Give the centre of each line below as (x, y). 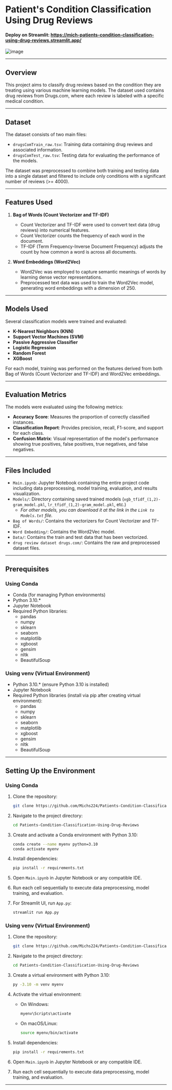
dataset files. (26, 548)
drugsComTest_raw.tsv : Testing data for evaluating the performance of (86, 155)
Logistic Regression (34, 347)
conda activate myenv (36, 849)
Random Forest (29, 353)
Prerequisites (27, 569)
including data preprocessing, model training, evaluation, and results (85, 488)
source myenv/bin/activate (49, 1033)
